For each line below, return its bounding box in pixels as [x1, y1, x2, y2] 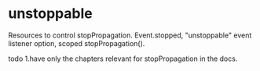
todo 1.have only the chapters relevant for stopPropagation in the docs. [8, 54, 238, 63]
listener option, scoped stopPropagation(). [8, 38, 145, 48]
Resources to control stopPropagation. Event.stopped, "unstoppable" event [8, 30, 252, 40]
